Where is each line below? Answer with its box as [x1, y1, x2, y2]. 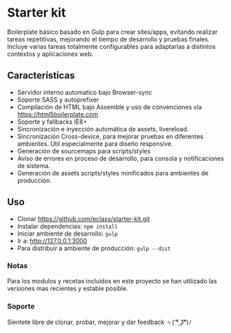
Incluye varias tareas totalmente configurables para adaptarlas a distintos [7, 42, 216, 50]
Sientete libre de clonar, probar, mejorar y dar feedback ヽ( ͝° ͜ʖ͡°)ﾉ [7, 318, 192, 326]
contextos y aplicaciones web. [7, 50, 94, 58]
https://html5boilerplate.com [17, 110, 99, 118]
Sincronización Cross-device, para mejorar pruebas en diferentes [17, 132, 203, 140]
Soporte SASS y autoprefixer [17, 95, 99, 104]
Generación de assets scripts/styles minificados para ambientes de [17, 169, 209, 177]
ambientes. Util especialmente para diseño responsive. [17, 140, 174, 148]
